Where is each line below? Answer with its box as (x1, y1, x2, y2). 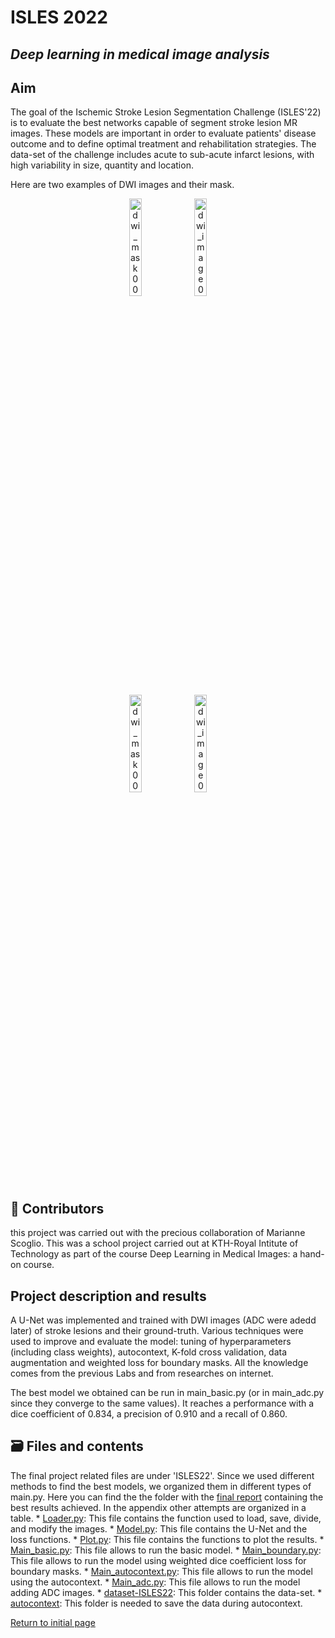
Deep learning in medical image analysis (10, 46, 270, 63)
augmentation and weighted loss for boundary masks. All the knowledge (10, 1357, 309, 1369)
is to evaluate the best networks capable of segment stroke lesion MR (10, 117, 298, 129)
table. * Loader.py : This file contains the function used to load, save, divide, (10, 1512, 322, 1524)
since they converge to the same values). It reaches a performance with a (10, 1397, 315, 1410)
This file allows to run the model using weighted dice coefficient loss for (10, 1554, 307, 1566)
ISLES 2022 (10, 6, 108, 29)
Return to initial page (10, 1616, 96, 1628)
